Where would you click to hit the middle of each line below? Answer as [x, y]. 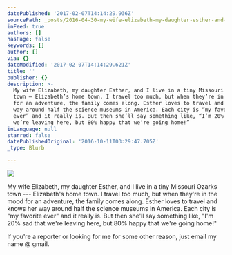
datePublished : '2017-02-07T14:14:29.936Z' [71, 13]
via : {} [18, 59]
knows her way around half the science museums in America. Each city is [112, 208]
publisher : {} [28, 78]
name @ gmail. [28, 244]
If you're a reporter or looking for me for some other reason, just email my [112, 236]
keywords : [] [26, 45]
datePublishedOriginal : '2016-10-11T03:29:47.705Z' [83, 142]
